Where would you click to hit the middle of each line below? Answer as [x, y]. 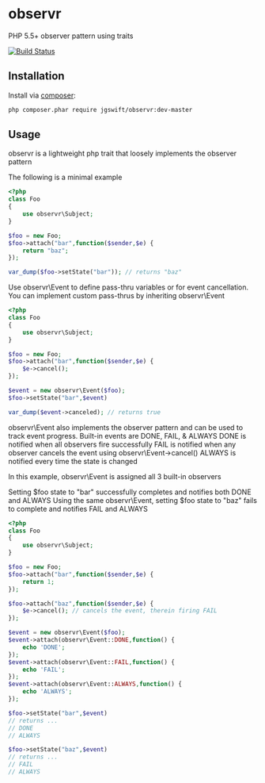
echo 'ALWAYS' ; [47, 692]
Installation [36, 76]
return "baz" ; [45, 251]
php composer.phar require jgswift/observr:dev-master [100, 109]
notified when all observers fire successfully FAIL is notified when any [122, 444]
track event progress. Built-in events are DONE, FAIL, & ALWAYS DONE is [127, 436]
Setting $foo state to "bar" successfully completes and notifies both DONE [130, 492]
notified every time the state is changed [73, 461]
